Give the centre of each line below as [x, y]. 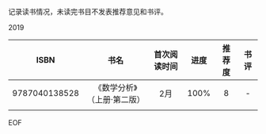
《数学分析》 [116, 88]
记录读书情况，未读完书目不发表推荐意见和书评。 [88, 11]
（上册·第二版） [116, 100]
